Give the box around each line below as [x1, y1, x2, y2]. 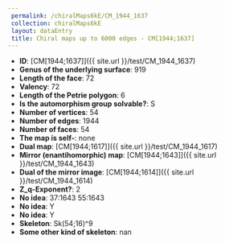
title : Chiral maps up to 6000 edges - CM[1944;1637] [10, 34, 195, 43]
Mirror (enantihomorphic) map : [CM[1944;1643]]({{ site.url [18, 150, 217, 160]
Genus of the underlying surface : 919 [18, 65, 146, 75]
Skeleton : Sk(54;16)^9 [18, 219, 93, 229]
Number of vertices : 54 [18, 108, 99, 117]
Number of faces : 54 [18, 125, 90, 134]
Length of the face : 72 [18, 73, 95, 83]
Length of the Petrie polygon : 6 [18, 90, 125, 101]
